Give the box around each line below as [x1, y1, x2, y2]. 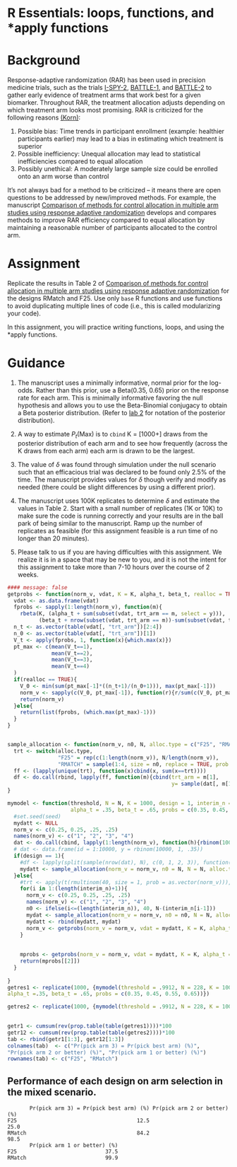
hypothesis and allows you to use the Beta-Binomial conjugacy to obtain [17, 401, 228, 410]
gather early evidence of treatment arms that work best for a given [7, 91, 201, 100]
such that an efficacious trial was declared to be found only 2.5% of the [17, 468, 226, 476]
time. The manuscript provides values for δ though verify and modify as [17, 475, 226, 484]
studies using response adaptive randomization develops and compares [7, 209, 217, 217]
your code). [7, 309, 41, 318]
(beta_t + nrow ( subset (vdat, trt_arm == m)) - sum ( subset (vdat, [38, 617, 226, 624]
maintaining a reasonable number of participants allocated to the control [7, 223, 217, 232]
